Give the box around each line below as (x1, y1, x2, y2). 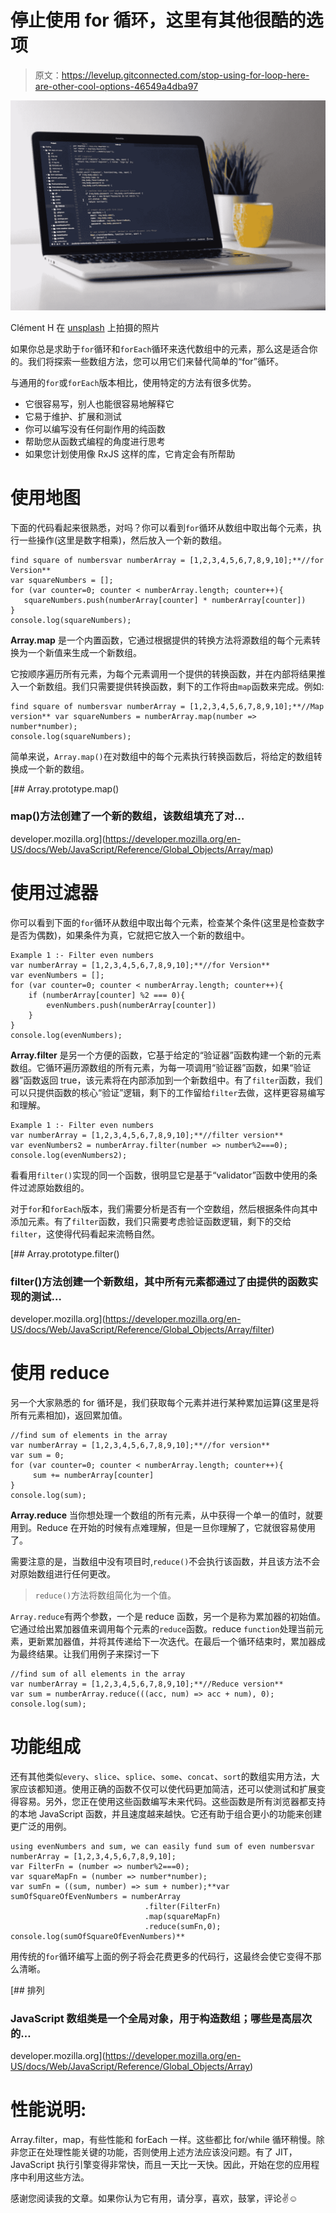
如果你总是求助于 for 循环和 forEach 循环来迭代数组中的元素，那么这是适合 (10, 342, 310, 355)
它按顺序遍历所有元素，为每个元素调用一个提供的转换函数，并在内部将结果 (10, 667, 317, 680)
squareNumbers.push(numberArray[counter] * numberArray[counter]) (23, 595, 307, 605)
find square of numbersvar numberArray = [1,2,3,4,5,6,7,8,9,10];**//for (10, 555, 325, 565)
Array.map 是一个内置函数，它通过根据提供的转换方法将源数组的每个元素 (10, 634, 312, 646)
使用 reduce (10, 1362, 110, 1385)
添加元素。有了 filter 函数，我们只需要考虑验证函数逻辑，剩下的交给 (10, 1215, 292, 1227)
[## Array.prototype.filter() (10, 1247, 120, 1260)
